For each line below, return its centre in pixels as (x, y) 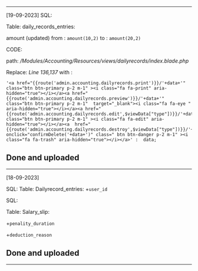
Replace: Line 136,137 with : (39, 72)
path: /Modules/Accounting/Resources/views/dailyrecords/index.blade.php (98, 61)
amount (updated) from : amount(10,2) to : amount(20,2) (74, 38)
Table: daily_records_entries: (41, 27)
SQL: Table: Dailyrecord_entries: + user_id (57, 189)
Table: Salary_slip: (28, 211)
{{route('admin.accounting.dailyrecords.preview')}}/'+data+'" (85, 98)
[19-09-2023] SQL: (29, 15)
